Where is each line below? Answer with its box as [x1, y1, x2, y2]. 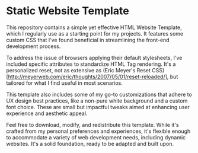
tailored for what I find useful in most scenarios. [6, 79, 123, 87]
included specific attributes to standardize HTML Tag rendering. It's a [6, 60, 176, 68]
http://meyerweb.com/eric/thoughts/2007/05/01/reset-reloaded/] [8, 73, 168, 80]
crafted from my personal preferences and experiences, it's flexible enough [6, 128, 191, 135]
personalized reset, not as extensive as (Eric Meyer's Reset [6, 66, 151, 74]
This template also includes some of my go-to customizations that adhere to [6, 91, 193, 98]
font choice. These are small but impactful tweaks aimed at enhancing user [6, 103, 190, 110]
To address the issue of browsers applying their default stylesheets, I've [6, 54, 183, 61]
